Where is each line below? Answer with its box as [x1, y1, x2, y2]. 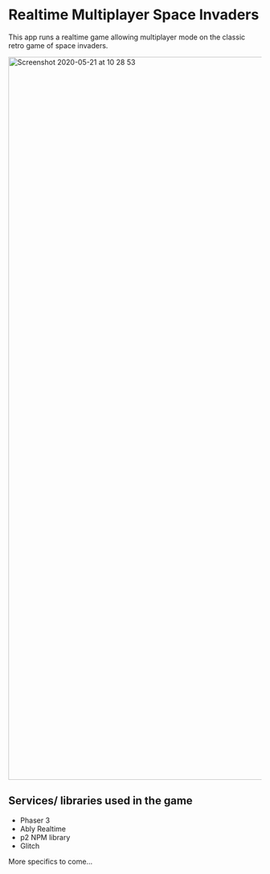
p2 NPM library [19, 832, 71, 842]
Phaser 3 [19, 815, 51, 825]
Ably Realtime [19, 823, 67, 833]
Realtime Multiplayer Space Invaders [8, 6, 260, 24]
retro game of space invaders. [8, 40, 108, 50]
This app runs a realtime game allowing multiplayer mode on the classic [8, 32, 246, 42]
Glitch [19, 841, 40, 851]
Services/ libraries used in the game [8, 794, 193, 808]
